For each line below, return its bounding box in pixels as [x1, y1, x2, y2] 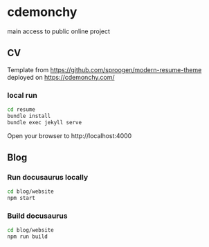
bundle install [7, 112, 51, 119]
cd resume [7, 106, 36, 113]
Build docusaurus [7, 211, 68, 221]
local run [7, 90, 38, 100]
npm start [7, 195, 36, 202]
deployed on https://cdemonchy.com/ [7, 73, 115, 81]
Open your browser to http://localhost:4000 [7, 131, 132, 139]
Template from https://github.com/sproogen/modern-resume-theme [7, 65, 202, 74]
